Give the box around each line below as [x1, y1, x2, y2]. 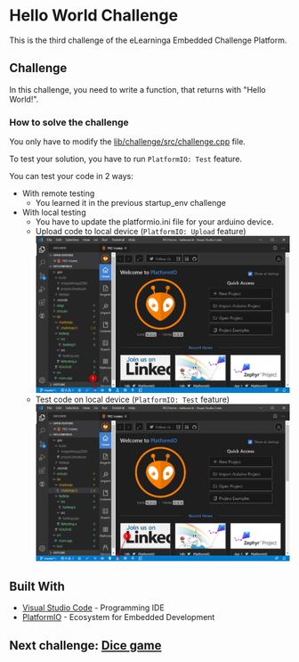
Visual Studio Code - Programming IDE [21, 602, 165, 613]
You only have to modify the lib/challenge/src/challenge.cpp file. [9, 136, 246, 147]
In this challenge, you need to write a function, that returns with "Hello [9, 84, 266, 94]
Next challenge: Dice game [9, 638, 162, 653]
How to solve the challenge [9, 116, 129, 128]
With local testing [21, 207, 86, 218]
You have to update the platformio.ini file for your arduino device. [35, 217, 274, 227]
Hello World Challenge [9, 5, 179, 26]
